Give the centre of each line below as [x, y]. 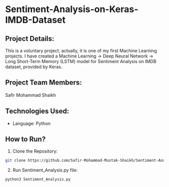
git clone [16, 161]
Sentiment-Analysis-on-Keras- [72, 9]
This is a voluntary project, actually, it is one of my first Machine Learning [81, 51]
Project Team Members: [44, 82]
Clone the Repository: [35, 151]
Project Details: [30, 39]
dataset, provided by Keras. [34, 67]
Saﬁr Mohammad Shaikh [31, 95]
